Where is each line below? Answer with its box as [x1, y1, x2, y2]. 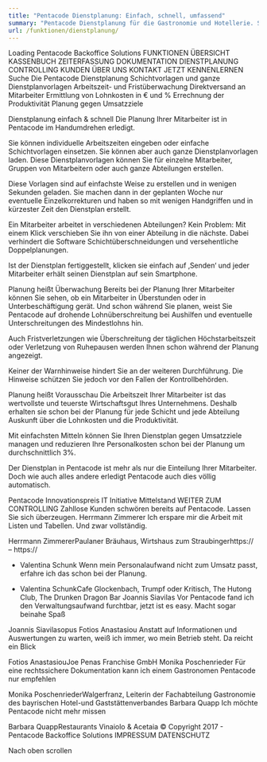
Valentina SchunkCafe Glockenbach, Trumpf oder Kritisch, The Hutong [19, 584, 252, 594]
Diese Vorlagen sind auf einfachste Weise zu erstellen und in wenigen [8, 179, 237, 189]
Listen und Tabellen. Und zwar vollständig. [8, 521, 148, 530]
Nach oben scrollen [8, 746, 72, 756]
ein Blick [8, 642, 37, 651]
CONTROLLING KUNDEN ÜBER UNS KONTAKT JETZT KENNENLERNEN [8, 65, 244, 75]
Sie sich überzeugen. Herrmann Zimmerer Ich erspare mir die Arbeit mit [8, 513, 243, 522]
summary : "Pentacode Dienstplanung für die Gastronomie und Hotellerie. [8, 19, 254, 27]
